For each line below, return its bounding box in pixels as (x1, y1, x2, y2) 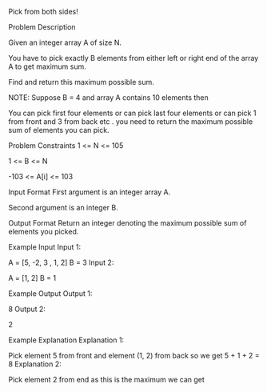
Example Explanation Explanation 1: (8, 335, 125, 345)
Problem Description (8, 22, 76, 31)
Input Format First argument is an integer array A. (8, 187, 171, 197)
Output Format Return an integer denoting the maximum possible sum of (8, 218, 247, 227)
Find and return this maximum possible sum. (8, 78, 154, 86)
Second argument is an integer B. (8, 203, 118, 212)
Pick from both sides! (8, 7, 78, 16)
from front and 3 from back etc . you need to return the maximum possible (8, 117, 253, 126)
